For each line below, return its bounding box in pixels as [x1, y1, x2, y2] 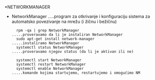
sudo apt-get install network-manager [16, 36, 95, 41]
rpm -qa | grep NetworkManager [16, 28, 80, 33]
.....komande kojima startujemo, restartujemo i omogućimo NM [11, 70, 140, 75]
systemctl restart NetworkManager [16, 62, 86, 67]
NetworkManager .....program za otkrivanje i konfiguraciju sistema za [11, 14, 150, 19]
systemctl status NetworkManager [16, 45, 84, 50]
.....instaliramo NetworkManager [11, 41, 80, 46]
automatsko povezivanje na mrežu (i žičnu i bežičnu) [11, 19, 117, 24]
